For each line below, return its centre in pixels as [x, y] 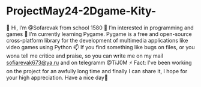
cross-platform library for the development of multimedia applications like [97, 40]
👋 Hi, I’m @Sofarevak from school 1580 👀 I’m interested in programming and [100, 28]
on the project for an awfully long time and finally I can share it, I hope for [97, 71]
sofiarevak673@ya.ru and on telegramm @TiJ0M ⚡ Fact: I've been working [99, 62]
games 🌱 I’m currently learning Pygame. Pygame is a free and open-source [99, 34]
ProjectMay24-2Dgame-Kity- [81, 11]
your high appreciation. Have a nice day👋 [57, 77]
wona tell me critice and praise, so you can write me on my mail [85, 56]
